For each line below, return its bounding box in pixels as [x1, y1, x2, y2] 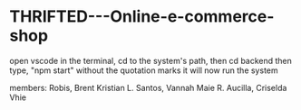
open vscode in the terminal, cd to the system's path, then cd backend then [9, 55, 293, 66]
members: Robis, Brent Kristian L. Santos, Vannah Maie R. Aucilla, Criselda [9, 82, 287, 93]
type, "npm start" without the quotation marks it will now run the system [9, 65, 278, 76]
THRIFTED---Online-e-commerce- [9, 6, 275, 27]
